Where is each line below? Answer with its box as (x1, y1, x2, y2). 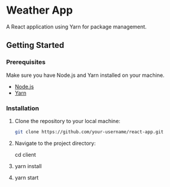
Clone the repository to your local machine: (14, 117, 120, 124)
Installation (6, 104, 40, 112)
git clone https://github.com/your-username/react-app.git (14, 128, 164, 135)
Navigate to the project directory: (14, 140, 96, 147)
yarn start (14, 174, 39, 181)
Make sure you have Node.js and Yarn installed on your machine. (6, 72, 165, 79)
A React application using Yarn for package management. (6, 23, 147, 30)
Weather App (6, 4, 73, 17)
